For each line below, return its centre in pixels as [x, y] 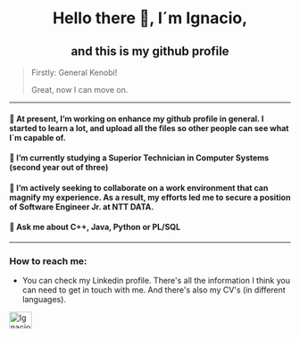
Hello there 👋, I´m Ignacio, [150, 18]
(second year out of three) [59, 168]
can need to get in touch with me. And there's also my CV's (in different [154, 290]
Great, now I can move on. [79, 90]
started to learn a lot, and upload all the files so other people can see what [149, 128]
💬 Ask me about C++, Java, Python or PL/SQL [95, 227]
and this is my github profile [150, 51]
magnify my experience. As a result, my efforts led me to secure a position [150, 197]
